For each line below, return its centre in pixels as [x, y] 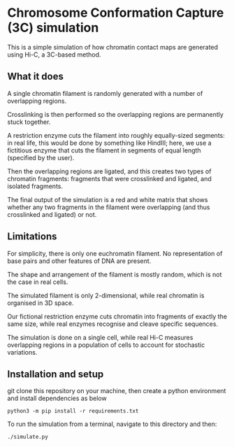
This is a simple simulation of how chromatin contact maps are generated [113, 47]
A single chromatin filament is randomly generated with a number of [105, 93]
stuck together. [29, 122]
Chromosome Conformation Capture [116, 13]
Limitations [32, 237]
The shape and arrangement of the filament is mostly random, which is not [115, 274]
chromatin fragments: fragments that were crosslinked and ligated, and [109, 178]
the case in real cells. [38, 282]
